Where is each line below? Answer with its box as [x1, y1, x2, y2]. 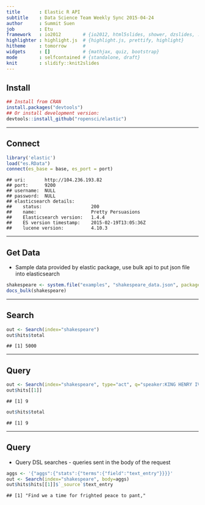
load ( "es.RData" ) [6, 160, 51, 167]
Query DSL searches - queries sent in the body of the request [15, 459, 171, 466]
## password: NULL [6, 193, 56, 199]
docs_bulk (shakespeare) [6, 288, 67, 294]
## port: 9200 [6, 183, 56, 189]
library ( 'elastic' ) [6, 154, 56, 161]
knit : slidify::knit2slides [6, 60, 99, 66]
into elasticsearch [15, 270, 60, 278]
